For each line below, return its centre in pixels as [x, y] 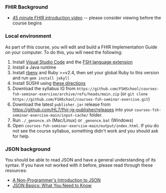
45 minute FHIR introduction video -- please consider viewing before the [87, 18]
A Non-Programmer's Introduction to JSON [56, 180]
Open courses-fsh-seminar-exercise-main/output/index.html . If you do [85, 125]
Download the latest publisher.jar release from [61, 104]
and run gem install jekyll [41, 78]
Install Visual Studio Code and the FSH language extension [73, 62]
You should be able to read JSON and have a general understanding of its [81, 160]
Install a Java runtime [34, 67]
